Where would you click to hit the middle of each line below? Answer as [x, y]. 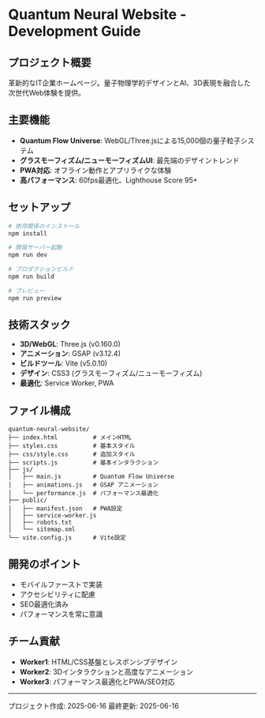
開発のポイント [45, 564]
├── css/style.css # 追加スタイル [72, 455]
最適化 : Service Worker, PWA [67, 383]
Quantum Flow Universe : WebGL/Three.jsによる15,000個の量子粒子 [130, 141]
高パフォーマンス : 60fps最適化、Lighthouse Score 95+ [109, 180]
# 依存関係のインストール [44, 226]
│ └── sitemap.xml [42, 530]
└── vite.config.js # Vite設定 [67, 538]
